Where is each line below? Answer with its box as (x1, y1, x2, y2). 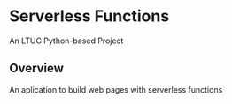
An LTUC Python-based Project (9, 35, 124, 46)
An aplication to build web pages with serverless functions (9, 84, 223, 94)
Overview (9, 61, 65, 76)
